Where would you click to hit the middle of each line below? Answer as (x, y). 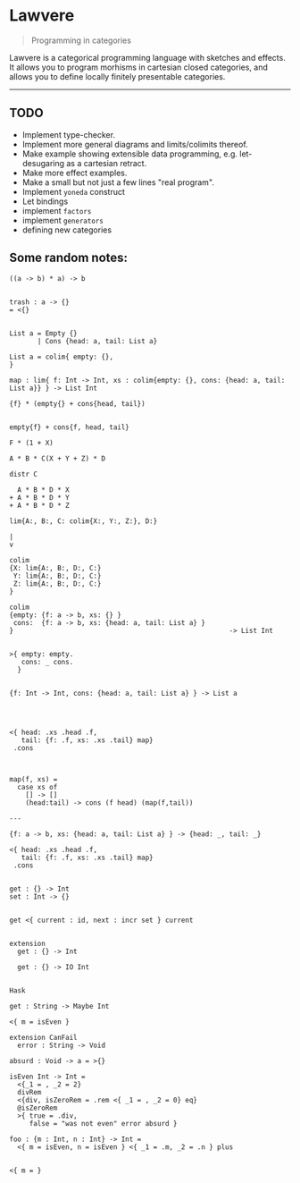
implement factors (57, 210)
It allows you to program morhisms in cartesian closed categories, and (138, 67)
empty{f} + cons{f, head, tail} (69, 427)
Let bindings (45, 201)
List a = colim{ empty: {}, (62, 357)
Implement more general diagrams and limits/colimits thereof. (135, 144)
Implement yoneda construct (73, 191)
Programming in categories (81, 40)
